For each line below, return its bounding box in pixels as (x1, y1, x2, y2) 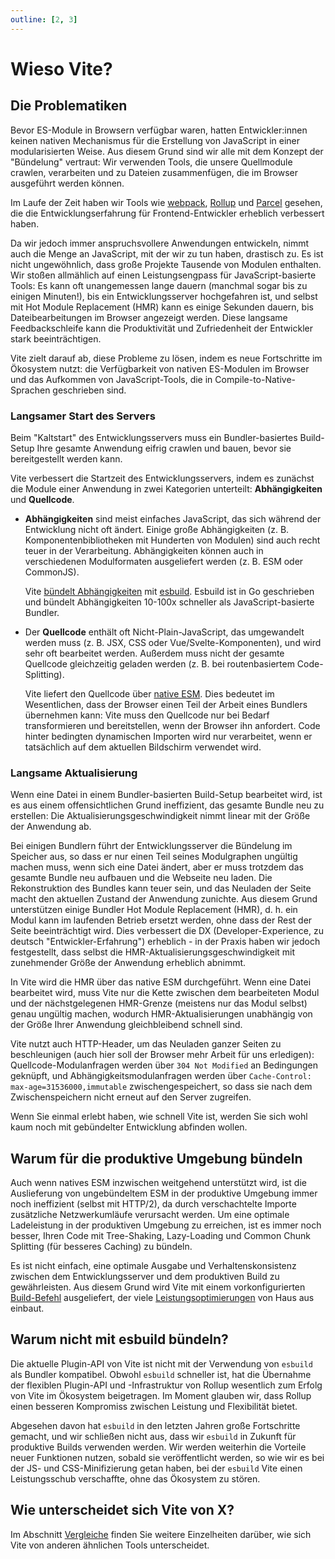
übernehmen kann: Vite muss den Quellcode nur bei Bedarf (24, 709, 270, 721)
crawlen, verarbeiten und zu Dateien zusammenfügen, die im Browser (10, 166, 298, 178)
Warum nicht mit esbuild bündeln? (10, 1331, 229, 1348)
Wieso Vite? (10, 57, 113, 80)
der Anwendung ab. (10, 821, 92, 833)
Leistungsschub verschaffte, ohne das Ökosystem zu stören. (10, 1472, 261, 1485)
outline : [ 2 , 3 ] (10, 14, 78, 25)
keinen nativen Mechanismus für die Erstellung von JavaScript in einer (10, 134, 300, 146)
